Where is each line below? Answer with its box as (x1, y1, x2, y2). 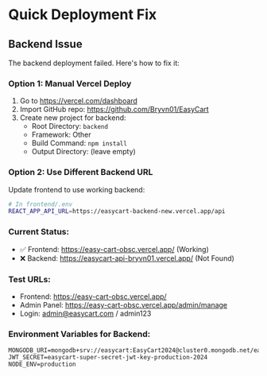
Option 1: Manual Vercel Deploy (8, 78, 132, 89)
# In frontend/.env (8, 200, 73, 208)
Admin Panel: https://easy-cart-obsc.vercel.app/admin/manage (19, 300, 228, 309)
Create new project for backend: (19, 113, 126, 122)
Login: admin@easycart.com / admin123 (19, 308, 152, 318)
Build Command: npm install (31, 138, 127, 148)
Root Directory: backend (31, 122, 109, 131)
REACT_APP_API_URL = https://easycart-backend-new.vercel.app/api (8, 207, 226, 215)
